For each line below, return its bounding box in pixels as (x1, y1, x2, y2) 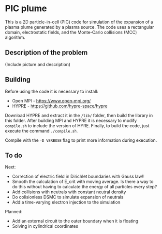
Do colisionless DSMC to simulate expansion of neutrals (12, 194, 124, 200)
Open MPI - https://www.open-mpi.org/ (12, 98, 91, 103)
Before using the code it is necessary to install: (5, 88, 98, 94)
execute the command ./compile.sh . (5, 128, 78, 134)
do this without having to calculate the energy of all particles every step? (12, 184, 157, 190)
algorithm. (5, 34, 26, 40)
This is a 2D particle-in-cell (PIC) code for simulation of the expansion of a (5, 19, 153, 25)
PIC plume (5, 3, 47, 14)
